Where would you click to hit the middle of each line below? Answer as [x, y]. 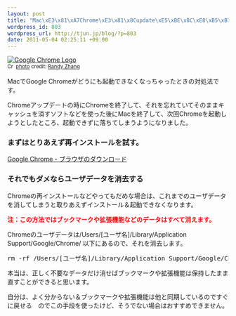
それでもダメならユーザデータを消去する [76, 179]
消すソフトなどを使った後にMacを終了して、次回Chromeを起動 [129, 114]
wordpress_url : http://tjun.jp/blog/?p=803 [72, 33]
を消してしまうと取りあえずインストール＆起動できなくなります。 [102, 204]
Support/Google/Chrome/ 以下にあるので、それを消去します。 [97, 243]
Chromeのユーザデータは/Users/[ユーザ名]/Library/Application [97, 234]
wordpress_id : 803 [34, 27]
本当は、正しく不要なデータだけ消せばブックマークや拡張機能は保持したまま [118, 273]
